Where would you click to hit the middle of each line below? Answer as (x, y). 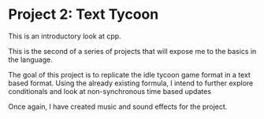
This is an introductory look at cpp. (65, 36)
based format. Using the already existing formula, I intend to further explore (131, 83)
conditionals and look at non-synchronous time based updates (110, 91)
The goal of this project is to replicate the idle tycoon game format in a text (129, 74)
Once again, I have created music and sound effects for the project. (118, 106)
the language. (30, 59)
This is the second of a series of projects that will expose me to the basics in (132, 51)
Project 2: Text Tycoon (84, 14)
